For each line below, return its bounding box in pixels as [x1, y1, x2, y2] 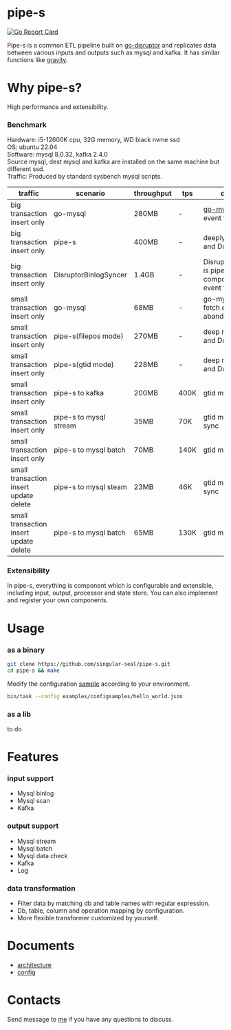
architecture [16, 960, 52, 969]
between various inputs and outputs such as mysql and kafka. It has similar [7, 48, 220, 57]
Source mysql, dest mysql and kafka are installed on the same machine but [7, 157, 220, 166]
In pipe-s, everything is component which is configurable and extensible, [7, 582, 214, 590]
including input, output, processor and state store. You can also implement [7, 588, 219, 597]
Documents [7, 938, 75, 953]
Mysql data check [16, 851, 68, 860]
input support [7, 773, 54, 783]
